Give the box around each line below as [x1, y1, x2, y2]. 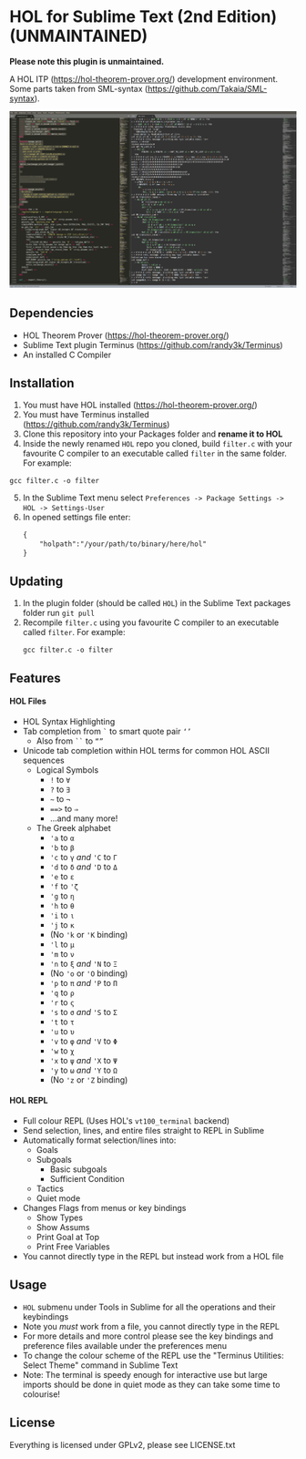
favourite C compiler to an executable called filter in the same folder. [22, 448, 287, 459]
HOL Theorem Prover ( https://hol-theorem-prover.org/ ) [22, 330, 229, 341]
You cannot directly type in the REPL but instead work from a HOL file [22, 1251, 284, 1262]
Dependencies [9, 305, 94, 321]
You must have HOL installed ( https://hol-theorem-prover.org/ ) [22, 399, 258, 411]
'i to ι [49, 909, 75, 920]
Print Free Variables [36, 1241, 111, 1252]
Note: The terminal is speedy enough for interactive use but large [22, 1369, 268, 1380]
